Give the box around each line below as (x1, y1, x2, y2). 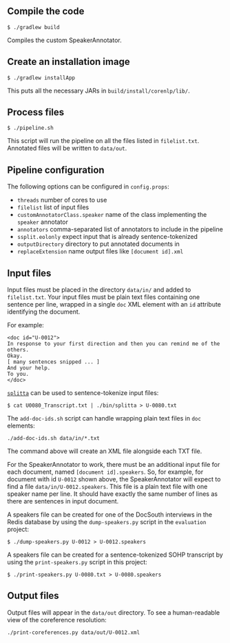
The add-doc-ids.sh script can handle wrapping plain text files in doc (7, 414, 202, 423)
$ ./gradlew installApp (7, 74, 76, 81)
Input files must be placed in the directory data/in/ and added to (7, 286, 191, 294)
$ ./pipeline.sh (7, 124, 54, 132)
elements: (7, 421, 36, 430)
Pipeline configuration (7, 164, 105, 175)
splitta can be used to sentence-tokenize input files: (7, 389, 159, 397)
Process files (7, 106, 65, 118)
